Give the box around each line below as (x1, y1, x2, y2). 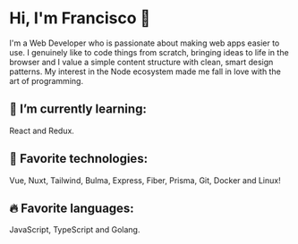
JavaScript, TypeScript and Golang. (9, 224, 140, 235)
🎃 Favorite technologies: (9, 151, 149, 166)
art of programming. (9, 75, 83, 86)
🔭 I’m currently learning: (9, 102, 148, 117)
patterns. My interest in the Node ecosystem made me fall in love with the (9, 66, 282, 77)
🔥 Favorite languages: (9, 200, 134, 215)
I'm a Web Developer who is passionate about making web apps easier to (9, 38, 280, 48)
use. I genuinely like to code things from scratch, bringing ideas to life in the (9, 46, 289, 57)
